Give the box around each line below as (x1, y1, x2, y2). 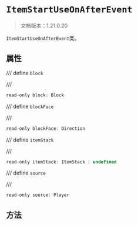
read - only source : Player (6, 192, 69, 198)
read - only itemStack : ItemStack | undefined (6, 159, 117, 165)
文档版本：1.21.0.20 (20, 22, 68, 29)
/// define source (6, 169, 46, 177)
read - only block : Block (6, 92, 65, 98)
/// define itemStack (6, 136, 54, 143)
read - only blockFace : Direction (6, 125, 85, 132)
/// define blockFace (6, 103, 54, 110)
